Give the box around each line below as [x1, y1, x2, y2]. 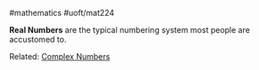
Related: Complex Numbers [9, 51, 111, 61]
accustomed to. [9, 35, 67, 44]
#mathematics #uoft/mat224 [9, 8, 114, 18]
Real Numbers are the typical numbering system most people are [9, 25, 250, 35]
